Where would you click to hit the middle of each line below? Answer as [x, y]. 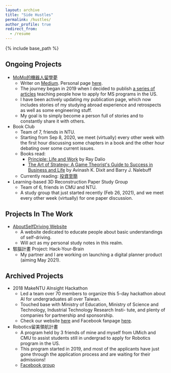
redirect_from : [21, 29]
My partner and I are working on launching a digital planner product [91, 254]
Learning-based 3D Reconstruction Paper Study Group [70, 181]
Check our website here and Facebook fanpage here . [76, 321]
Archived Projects [34, 276]
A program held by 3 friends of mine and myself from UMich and [88, 333]
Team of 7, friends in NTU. [48, 132]
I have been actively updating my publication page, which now [86, 99]
